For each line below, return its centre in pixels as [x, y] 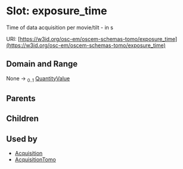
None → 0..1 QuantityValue [38, 79]
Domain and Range [42, 64]
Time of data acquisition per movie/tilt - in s [60, 27]
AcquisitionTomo [35, 159]
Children [22, 119]
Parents [21, 98]
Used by [22, 139]
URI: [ [13, 39]
